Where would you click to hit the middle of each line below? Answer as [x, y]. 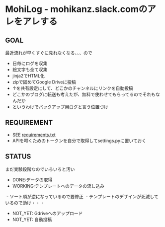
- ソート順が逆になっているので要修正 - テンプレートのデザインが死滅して [82, 196]
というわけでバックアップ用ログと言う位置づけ [60, 107]
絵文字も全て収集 [30, 70]
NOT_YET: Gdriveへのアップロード [47, 213]
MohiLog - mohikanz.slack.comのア [81, 9]
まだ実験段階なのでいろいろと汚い [40, 169]
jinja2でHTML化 [28, 76]
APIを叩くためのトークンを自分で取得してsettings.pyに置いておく [79, 141]
